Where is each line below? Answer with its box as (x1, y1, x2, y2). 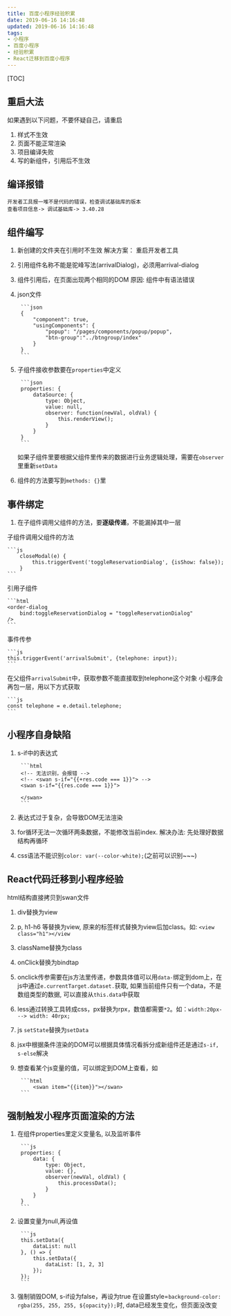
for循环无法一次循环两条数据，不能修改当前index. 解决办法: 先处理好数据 (17, 828, 223, 836)
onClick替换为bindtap (17, 958, 80, 966)
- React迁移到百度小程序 (7, 55, 71, 62)
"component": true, (33, 316, 89, 323)
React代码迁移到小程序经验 (7, 874, 124, 885)
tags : (7, 29, 23, 37)
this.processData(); (57, 1180, 117, 1187)
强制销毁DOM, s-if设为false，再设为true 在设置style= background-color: (17, 1292, 221, 1301)
